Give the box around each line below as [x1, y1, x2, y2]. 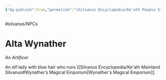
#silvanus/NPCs [5, 21, 38, 27]
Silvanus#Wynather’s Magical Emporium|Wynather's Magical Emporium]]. [5, 69, 156, 75]
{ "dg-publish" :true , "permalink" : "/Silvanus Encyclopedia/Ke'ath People [5, 7, 156, 12]
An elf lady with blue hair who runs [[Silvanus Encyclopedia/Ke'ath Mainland [5, 64, 161, 70]
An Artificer [5, 54, 29, 60]
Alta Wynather [5, 38, 67, 49]
